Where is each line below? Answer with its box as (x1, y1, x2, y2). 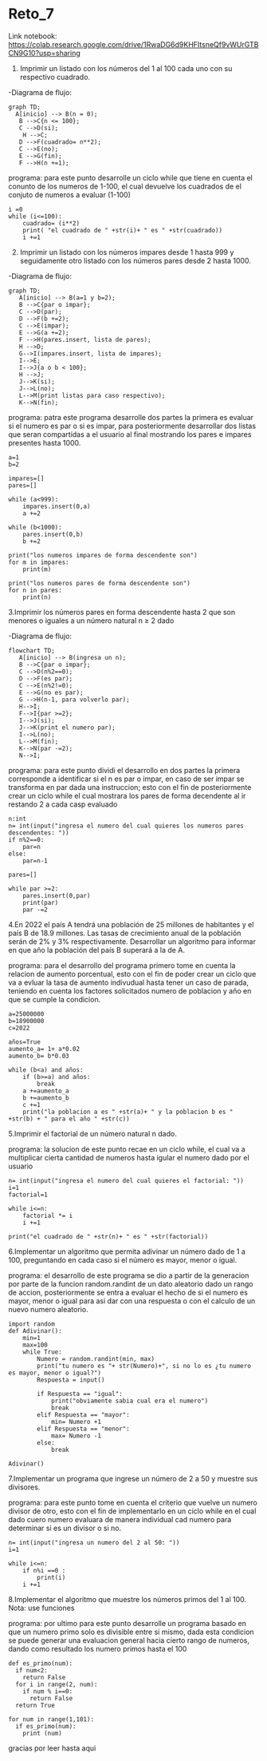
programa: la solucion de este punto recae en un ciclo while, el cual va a (8, 1144, 245, 1154)
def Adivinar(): (8, 1327, 62, 1335)
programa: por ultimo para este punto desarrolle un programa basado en (8, 1618, 247, 1628)
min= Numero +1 (50, 1418, 102, 1426)
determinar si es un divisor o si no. (8, 1523, 122, 1533)
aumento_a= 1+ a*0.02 (8, 1045, 80, 1053)
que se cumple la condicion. (8, 994, 101, 1004)
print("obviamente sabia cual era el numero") (50, 1397, 209, 1405)
